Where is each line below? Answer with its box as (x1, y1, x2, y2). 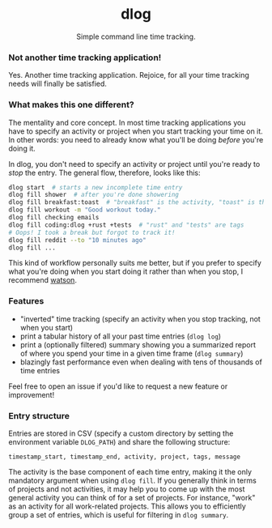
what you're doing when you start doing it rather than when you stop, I (8, 266, 244, 276)
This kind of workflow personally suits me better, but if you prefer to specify (8, 258, 261, 268)
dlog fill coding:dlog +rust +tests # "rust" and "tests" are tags (8, 220, 244, 229)
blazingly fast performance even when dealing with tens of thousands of (19, 357, 263, 367)
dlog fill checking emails (8, 214, 100, 222)
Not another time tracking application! (8, 52, 162, 63)
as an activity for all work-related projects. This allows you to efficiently (8, 501, 247, 511)
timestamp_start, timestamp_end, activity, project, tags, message (8, 453, 241, 461)
